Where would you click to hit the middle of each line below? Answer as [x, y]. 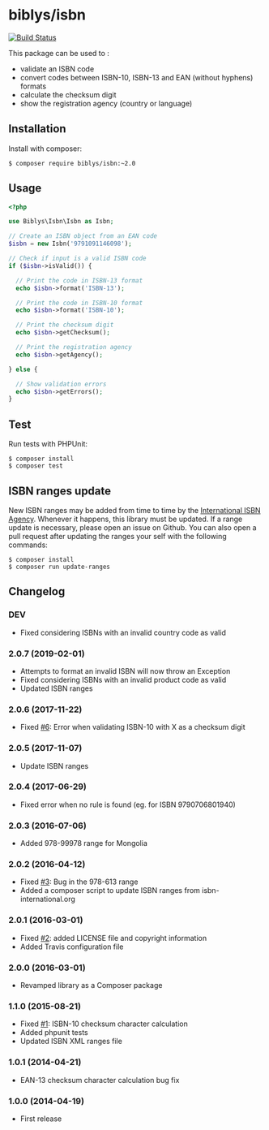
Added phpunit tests [54, 1033]
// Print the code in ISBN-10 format [79, 303]
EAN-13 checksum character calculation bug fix [100, 1080]
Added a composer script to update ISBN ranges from [110, 891]
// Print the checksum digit [65, 325]
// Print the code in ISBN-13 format [79, 280]
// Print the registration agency [74, 347]
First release [41, 1119]
